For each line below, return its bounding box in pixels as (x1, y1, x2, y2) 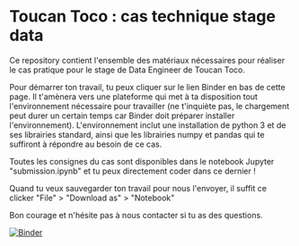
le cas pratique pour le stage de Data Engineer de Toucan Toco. (9, 64, 245, 75)
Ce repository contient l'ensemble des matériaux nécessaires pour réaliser (9, 55, 286, 65)
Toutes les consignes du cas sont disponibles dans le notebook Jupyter (9, 156, 275, 166)
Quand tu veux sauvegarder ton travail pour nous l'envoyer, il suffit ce (9, 182, 268, 193)
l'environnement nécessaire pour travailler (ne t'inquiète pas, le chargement (9, 100, 290, 111)
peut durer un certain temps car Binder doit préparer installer (9, 110, 235, 121)
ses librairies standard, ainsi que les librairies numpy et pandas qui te (9, 129, 265, 140)
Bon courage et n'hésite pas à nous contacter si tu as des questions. (9, 209, 263, 220)
